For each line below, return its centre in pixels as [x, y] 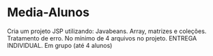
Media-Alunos [48, 12]
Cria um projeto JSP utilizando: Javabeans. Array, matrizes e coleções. [107, 31]
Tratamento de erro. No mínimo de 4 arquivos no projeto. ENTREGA [102, 38]
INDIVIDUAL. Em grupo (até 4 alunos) [60, 45]
